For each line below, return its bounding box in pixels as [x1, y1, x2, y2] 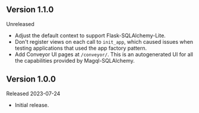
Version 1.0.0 [6, 74, 56, 85]
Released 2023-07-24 [6, 90, 61, 97]
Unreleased [6, 20, 34, 27]
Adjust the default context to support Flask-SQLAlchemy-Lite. [14, 32, 166, 39]
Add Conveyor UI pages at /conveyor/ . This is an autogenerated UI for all [14, 50, 193, 58]
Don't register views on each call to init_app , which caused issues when [14, 38, 194, 45]
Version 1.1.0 [6, 5, 54, 15]
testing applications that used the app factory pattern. [14, 44, 147, 51]
